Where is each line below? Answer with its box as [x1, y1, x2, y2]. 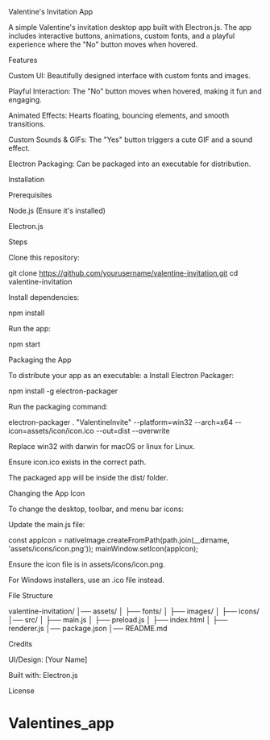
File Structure [8, 591, 54, 600]
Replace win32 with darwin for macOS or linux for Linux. [8, 442, 196, 451]
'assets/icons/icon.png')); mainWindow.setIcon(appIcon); [8, 544, 199, 553]
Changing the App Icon [8, 488, 85, 498]
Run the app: [8, 324, 51, 333]
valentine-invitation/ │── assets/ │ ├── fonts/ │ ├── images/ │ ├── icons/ [8, 606, 260, 616]
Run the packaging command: [8, 402, 108, 411]
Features [8, 56, 38, 64]
